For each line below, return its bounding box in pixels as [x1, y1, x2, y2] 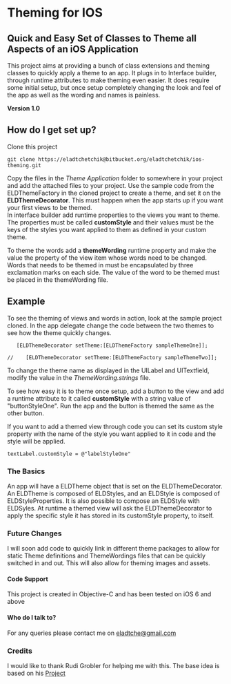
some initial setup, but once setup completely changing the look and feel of [7, 84, 221, 91]
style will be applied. [7, 437, 66, 445]
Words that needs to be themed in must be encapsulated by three [7, 260, 194, 269]
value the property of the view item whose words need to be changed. [7, 254, 207, 262]
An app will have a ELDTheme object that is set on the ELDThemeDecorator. [7, 482, 223, 490]
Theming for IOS [7, 5, 103, 21]
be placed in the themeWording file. [7, 275, 108, 284]
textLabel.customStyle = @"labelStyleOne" [7, 450, 131, 457]
